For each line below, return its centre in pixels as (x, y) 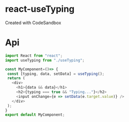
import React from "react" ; (34, 56)
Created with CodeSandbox (33, 23)
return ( (16, 78)
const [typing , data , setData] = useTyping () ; (56, 74)
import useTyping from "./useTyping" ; (45, 60)
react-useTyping (40, 9)
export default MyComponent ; (35, 115)
